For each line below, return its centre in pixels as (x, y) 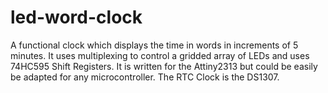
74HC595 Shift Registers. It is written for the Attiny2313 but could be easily (164, 66)
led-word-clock (76, 17)
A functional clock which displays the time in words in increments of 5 (154, 45)
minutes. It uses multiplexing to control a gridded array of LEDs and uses (160, 55)
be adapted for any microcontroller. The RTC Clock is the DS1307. (145, 77)
